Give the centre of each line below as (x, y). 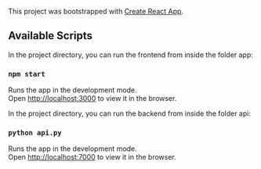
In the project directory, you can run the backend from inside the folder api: (129, 113)
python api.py (35, 133)
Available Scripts (50, 36)
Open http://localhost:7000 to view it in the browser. (92, 157)
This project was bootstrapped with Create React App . (96, 11)
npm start (27, 74)
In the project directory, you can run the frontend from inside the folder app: (130, 55)
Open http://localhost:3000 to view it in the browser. (92, 99)
